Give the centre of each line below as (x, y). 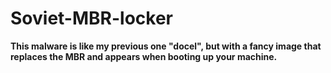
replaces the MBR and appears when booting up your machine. (144, 56)
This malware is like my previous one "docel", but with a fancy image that (166, 46)
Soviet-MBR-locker (91, 18)
